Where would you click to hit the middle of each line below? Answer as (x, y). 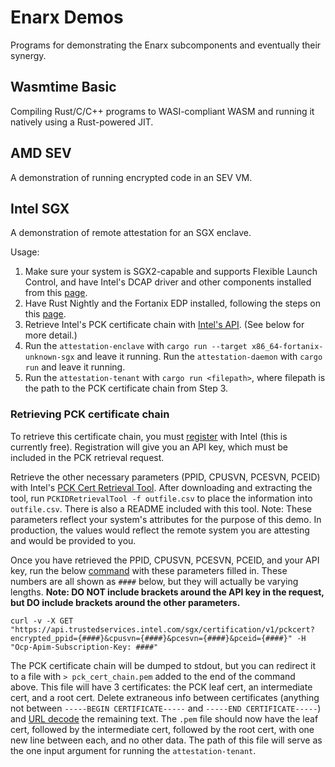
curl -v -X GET (42, 621)
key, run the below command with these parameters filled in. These (149, 570)
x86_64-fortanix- (287, 347)
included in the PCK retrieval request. (87, 457)
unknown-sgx (49, 357)
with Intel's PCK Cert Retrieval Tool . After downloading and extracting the (161, 487)
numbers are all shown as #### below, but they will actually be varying (154, 581)
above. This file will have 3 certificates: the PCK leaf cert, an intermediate (161, 687)
